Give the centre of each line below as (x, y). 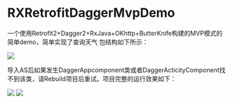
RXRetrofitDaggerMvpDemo (91, 13)
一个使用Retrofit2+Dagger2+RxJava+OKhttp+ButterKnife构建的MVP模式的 (115, 33)
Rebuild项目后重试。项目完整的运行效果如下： (110, 78)
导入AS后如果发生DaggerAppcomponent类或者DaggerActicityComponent (113, 70)
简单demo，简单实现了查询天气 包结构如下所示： (78, 42)
